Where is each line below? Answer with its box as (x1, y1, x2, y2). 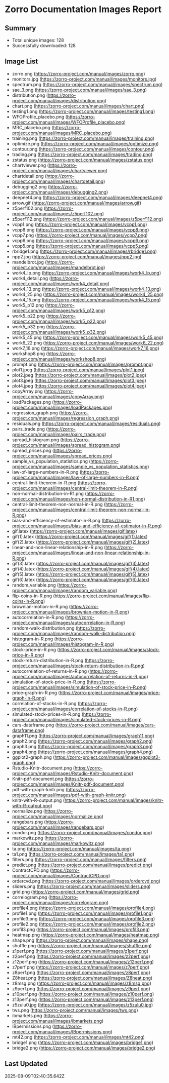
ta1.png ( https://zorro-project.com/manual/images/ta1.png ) (12, 851, 135, 857)
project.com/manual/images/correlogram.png (12, 899, 107, 905)
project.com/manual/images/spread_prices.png (12, 452, 111, 459)
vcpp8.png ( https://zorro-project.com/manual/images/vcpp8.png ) (12, 226, 149, 233)
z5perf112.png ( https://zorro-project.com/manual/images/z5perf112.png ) (12, 216, 163, 222)
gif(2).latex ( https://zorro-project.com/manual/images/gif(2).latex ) (12, 538, 150, 545)
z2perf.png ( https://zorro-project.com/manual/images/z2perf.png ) (12, 953, 150, 959)
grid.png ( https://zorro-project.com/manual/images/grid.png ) (12, 888, 140, 895)
